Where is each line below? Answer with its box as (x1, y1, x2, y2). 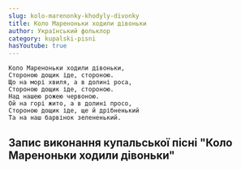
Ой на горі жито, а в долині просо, (8, 100, 132, 108)
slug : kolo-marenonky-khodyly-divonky (8, 11, 140, 20)
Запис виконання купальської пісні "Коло (8, 135, 233, 150)
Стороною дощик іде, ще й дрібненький (8, 107, 140, 115)
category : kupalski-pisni (8, 34, 96, 43)
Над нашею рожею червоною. (8, 92, 100, 101)
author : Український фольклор (8, 27, 111, 35)
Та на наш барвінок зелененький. (8, 114, 122, 122)
